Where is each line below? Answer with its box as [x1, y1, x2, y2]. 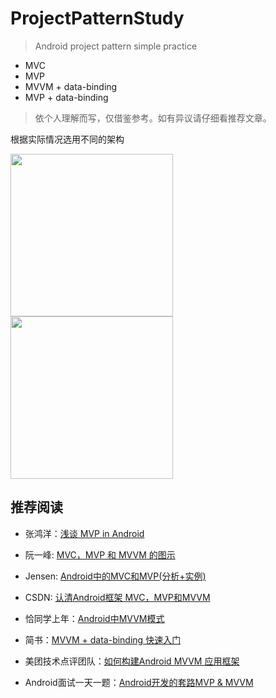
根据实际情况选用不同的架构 [10, 133, 125, 145]
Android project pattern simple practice [34, 40, 198, 52]
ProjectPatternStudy [10, 7, 185, 30]
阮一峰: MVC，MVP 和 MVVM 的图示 [24, 548, 176, 561]
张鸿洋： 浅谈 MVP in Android [24, 527, 145, 539]
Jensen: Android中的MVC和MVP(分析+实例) [24, 570, 207, 582]
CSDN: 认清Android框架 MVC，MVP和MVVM [24, 591, 211, 603]
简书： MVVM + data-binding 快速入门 [24, 633, 182, 646]
